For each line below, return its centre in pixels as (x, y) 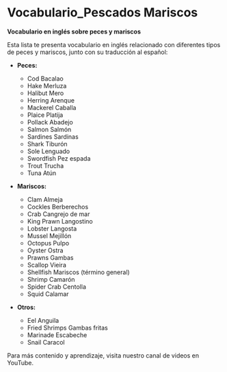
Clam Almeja (45, 199)
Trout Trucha (45, 165)
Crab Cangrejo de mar (58, 214)
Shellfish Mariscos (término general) (78, 272)
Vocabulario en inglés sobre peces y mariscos (74, 31)
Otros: (26, 307)
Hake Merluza (47, 85)
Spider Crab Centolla (57, 287)
